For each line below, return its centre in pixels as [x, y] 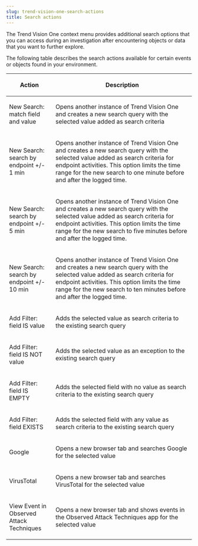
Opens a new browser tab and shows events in [120, 509]
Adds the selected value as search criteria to [117, 318]
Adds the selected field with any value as [112, 419]
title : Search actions [34, 17]
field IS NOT [26, 354]
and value [23, 121]
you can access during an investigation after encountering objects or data [96, 40]
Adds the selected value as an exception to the [120, 351]
